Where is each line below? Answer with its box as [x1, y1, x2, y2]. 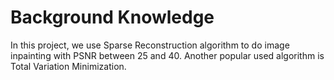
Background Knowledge [10, 6, 215, 29]
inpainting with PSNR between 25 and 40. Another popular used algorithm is [10, 49, 325, 61]
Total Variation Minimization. [10, 60, 127, 72]
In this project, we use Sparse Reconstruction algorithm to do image [10, 39, 290, 51]
